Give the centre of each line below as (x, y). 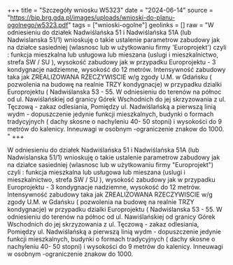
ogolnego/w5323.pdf (38, 25)
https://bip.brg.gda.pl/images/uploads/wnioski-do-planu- (93, 17)
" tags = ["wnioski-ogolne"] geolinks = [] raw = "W (141, 25)
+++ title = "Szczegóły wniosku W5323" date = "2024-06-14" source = (110, 10)
